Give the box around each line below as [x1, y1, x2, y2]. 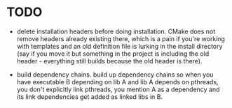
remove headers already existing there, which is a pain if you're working [16, 34, 226, 43]
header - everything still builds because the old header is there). [16, 56, 203, 65]
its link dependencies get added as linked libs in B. [16, 92, 163, 101]
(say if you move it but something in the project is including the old [16, 49, 210, 58]
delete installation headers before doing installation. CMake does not [16, 27, 216, 36]
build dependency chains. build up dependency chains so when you [16, 70, 214, 79]
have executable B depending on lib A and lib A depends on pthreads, [16, 77, 219, 86]
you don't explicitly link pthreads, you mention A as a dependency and [16, 85, 220, 93]
